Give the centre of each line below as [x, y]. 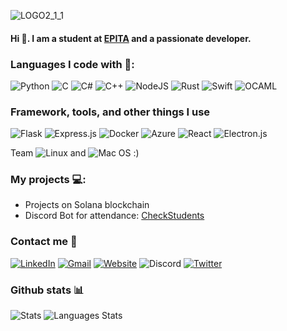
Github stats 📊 [47, 290]
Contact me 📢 [44, 242]
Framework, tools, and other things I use [110, 112]
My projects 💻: [48, 180]
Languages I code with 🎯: [72, 64]
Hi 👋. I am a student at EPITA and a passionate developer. [131, 38]
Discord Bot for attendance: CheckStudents [114, 216]
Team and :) [75, 153]
